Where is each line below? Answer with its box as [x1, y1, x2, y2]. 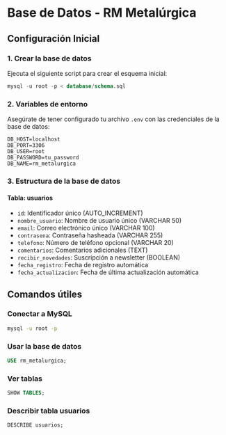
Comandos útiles [7, 288, 83, 300]
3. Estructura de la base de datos [7, 176, 120, 186]
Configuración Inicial [7, 33, 100, 45]
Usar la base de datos [7, 341, 82, 351]
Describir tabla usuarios [7, 406, 90, 416]
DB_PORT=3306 [7, 142, 45, 149]
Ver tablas [7, 374, 43, 383]
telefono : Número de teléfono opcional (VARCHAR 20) [17, 239, 174, 247]
